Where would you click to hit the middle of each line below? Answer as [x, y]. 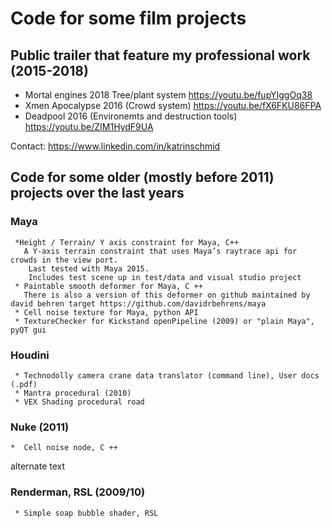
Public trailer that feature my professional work [160, 55]
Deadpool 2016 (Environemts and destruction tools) [131, 116]
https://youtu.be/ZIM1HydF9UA [89, 126]
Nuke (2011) [40, 427]
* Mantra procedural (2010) [73, 393]
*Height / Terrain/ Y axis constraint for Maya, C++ [127, 242]
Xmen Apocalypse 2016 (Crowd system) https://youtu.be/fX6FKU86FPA [173, 105]
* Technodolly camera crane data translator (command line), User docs [167, 375]
